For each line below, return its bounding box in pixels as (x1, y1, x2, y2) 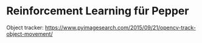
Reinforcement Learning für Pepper (6, 4, 189, 18)
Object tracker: (6, 24, 44, 31)
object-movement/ (6, 30, 53, 37)
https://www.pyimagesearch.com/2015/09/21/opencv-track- (44, 24, 197, 31)
